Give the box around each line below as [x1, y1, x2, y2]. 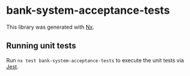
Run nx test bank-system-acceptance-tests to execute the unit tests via [6, 56, 185, 63]
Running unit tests [6, 41, 76, 51]
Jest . [6, 63, 19, 70]
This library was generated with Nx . [6, 23, 94, 31]
